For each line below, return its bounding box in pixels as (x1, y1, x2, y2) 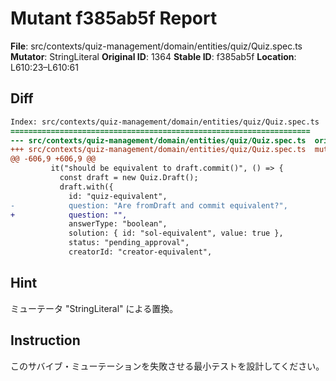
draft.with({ (59, 182, 114, 192)
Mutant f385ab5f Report (10, 7, 218, 30)
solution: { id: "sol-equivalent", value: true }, (68, 228, 284, 239)
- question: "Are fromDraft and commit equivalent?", (10, 200, 288, 211)
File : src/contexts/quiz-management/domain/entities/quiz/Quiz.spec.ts (10, 40, 303, 52)
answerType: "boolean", (68, 219, 168, 229)
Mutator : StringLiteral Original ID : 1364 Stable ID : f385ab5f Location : (10, 50, 297, 62)
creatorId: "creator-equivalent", (68, 247, 213, 257)
